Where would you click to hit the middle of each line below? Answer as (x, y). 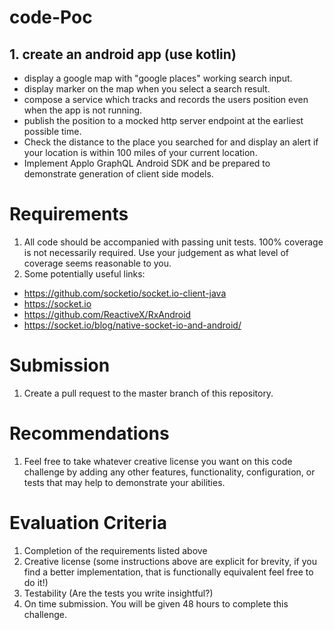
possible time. (52, 131)
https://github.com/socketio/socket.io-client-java (125, 293)
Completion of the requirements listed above (115, 550)
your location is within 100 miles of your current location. (140, 152)
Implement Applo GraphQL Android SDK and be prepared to (147, 163)
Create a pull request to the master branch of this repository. (148, 393)
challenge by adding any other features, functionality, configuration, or (169, 472)
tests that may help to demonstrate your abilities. (124, 482)
